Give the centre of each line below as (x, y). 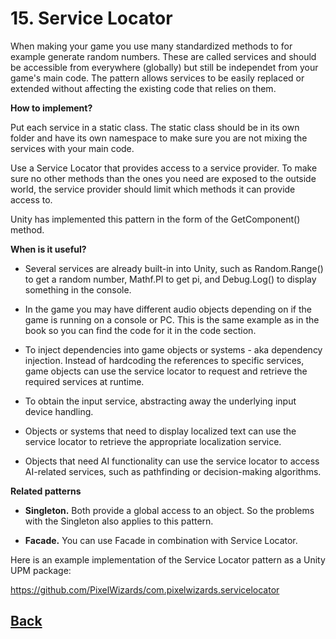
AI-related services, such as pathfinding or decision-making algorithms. (173, 471)
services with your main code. (72, 148)
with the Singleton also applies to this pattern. (119, 521)
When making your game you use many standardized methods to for (151, 46)
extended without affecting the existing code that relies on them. (143, 88)
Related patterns (46, 491)
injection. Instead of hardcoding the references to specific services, (164, 360)
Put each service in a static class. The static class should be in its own (155, 127)
